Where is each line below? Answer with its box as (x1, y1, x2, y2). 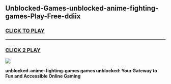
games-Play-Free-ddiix (5, 12, 81, 21)
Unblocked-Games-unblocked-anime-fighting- (5, 4, 159, 13)
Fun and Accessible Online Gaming (5, 73, 81, 79)
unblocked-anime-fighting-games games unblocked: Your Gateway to (5, 67, 157, 73)
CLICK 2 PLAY (5, 46, 41, 53)
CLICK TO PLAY (5, 27, 45, 35)
